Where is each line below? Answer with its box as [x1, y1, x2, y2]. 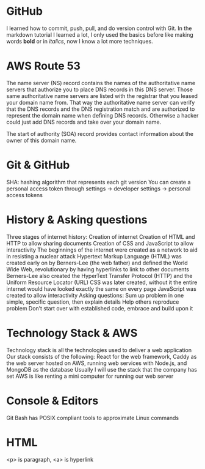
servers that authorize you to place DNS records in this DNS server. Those [6, 86, 193, 93]
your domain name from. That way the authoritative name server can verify [6, 99, 195, 106]
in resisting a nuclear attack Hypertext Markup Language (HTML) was [6, 252, 182, 260]
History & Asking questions [6, 213, 148, 227]
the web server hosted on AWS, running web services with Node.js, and [6, 359, 187, 367]
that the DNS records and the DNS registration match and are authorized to [6, 105, 195, 113]
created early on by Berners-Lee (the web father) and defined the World [6, 259, 188, 266]
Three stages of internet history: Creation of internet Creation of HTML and [6, 233, 195, 240]
